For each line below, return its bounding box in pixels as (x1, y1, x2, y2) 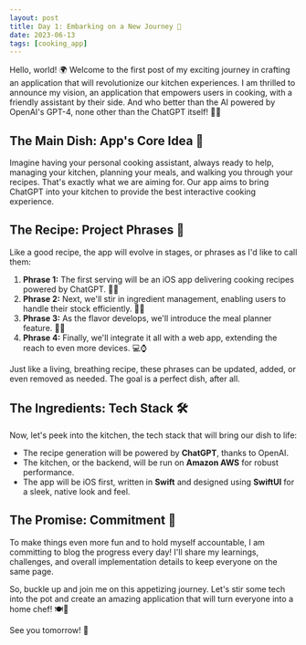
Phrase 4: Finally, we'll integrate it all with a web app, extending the (22, 332, 278, 343)
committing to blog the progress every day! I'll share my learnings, (9, 546, 259, 557)
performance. (22, 466, 75, 477)
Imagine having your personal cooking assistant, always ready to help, (9, 157, 274, 169)
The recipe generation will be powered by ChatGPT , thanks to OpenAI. (22, 447, 290, 458)
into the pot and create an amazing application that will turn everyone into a (9, 593, 294, 604)
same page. (9, 566, 54, 577)
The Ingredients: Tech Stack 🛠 (9, 401, 189, 416)
